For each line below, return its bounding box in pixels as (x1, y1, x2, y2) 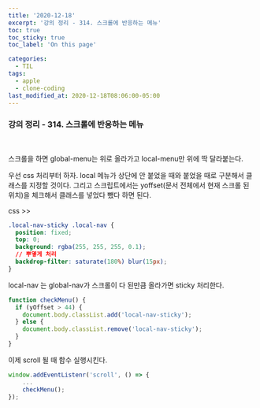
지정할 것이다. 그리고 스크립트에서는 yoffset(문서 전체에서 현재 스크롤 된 (28, 180, 250, 190)
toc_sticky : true (8, 33, 65, 42)
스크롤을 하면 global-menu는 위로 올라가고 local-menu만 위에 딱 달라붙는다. (8, 154, 244, 163)
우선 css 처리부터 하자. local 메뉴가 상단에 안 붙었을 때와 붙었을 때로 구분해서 (8, 170, 244, 180)
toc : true (8, 26, 41, 34)
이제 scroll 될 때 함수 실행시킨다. (8, 355, 108, 365)
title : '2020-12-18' (8, 11, 76, 20)
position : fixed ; (15, 228, 72, 236)
